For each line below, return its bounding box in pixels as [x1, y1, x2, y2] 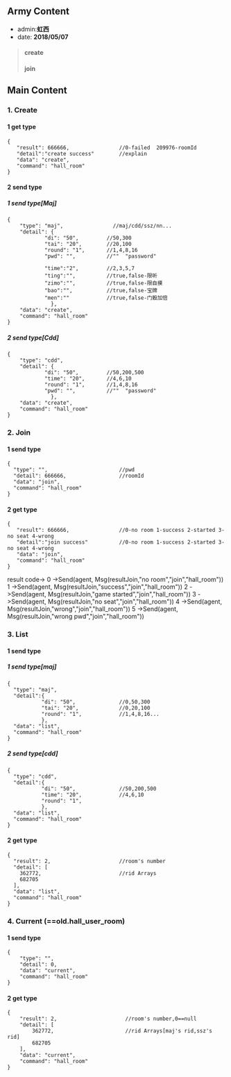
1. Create [7, 106, 38, 115]
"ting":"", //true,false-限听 [44, 272, 157, 280]
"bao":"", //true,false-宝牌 [44, 287, 157, 294]
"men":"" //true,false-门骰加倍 [44, 294, 168, 301]
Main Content [7, 85, 67, 97]
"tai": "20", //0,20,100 [41, 704, 151, 711]
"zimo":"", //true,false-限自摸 [44, 280, 163, 287]
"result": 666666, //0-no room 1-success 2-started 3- [16, 527, 225, 534]
